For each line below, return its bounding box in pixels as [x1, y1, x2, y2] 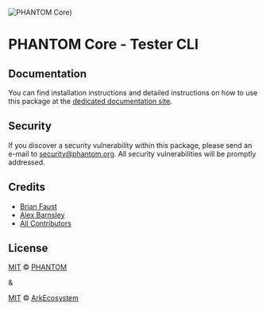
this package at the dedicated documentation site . [8, 96, 172, 106]
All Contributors [19, 219, 71, 228]
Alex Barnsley [19, 210, 65, 219]
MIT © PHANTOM [8, 262, 67, 272]
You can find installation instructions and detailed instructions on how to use [8, 88, 258, 97]
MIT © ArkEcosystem [8, 293, 79, 303]
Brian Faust [19, 201, 57, 211]
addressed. [8, 157, 45, 167]
